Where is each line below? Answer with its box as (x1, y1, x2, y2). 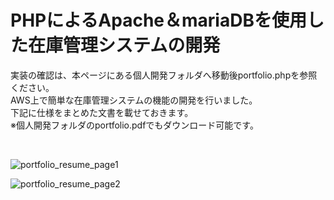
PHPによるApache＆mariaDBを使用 (10, 9, 307, 32)
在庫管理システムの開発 (28, 34, 221, 57)
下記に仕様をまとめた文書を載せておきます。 (10, 106, 194, 118)
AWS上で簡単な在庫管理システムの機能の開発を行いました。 (10, 94, 258, 106)
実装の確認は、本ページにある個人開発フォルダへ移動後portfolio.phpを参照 (10, 69, 318, 81)
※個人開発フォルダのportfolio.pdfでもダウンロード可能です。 (10, 119, 259, 131)
